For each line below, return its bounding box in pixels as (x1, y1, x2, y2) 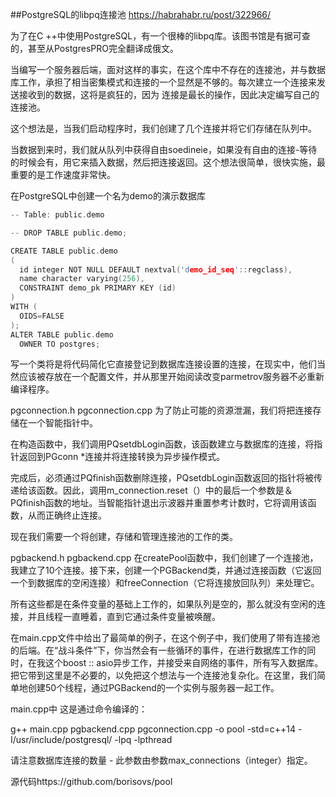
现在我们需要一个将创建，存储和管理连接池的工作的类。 (10, 531, 238, 543)
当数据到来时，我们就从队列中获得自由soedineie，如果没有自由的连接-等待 (10, 144, 318, 155)
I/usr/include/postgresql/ (10, 734, 113, 746)
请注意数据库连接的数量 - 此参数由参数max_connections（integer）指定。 (10, 754, 313, 767)
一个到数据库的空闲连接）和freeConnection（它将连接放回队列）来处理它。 (10, 577, 320, 589)
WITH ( (10, 302, 38, 312)
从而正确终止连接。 (27, 509, 107, 522)
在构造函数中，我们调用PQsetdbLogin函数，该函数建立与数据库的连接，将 (10, 438, 315, 450)
